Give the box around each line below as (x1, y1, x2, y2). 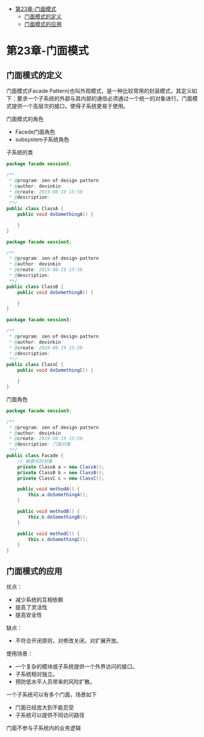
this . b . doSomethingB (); (28, 514, 88, 520)
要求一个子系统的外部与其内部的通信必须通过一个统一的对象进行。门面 (16, 95, 192, 102)
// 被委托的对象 (17, 458, 53, 464)
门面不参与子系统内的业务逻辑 (6, 724, 81, 732)
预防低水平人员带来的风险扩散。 (15, 678, 95, 685)
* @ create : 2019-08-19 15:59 (8, 436, 83, 442)
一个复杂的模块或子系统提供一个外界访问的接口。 (15, 662, 138, 670)
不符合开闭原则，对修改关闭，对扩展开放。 (15, 637, 122, 644)
